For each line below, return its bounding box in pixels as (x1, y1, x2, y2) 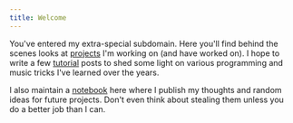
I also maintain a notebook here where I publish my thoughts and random (9, 84, 283, 95)
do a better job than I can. (9, 103, 106, 114)
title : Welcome (9, 13, 67, 23)
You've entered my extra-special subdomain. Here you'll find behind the (9, 38, 278, 49)
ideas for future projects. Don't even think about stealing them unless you (9, 94, 284, 105)
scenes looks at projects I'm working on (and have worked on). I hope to (9, 47, 280, 59)
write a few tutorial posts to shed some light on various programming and (9, 57, 284, 68)
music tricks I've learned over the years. (9, 67, 160, 78)
